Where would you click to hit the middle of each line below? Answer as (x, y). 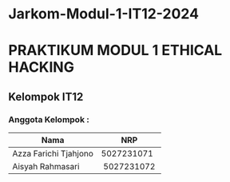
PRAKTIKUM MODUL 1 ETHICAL (115, 51)
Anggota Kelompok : (49, 119)
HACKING (41, 67)
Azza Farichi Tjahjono (53, 154)
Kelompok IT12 (46, 97)
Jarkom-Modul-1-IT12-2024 (104, 14)
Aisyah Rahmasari (46, 167)
